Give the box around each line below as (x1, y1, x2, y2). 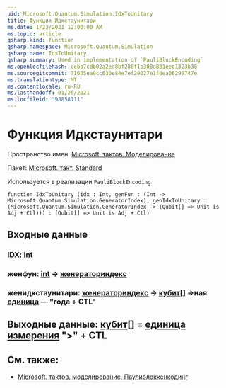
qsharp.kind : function (7, 37, 74, 44)
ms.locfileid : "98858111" (7, 96, 83, 103)
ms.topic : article (7, 30, 61, 38)
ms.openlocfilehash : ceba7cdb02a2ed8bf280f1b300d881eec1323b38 (7, 63, 198, 70)
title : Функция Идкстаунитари (7, 17, 97, 24)
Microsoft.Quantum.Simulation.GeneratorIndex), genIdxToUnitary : (7, 197, 207, 204)
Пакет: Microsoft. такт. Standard (7, 164, 102, 172)
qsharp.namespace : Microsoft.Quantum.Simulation (7, 43, 153, 50)
